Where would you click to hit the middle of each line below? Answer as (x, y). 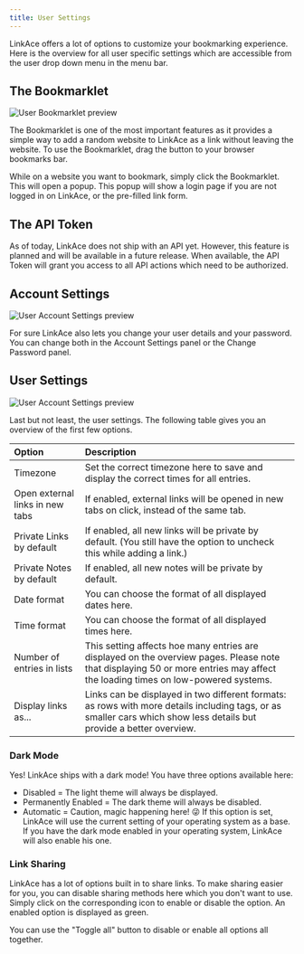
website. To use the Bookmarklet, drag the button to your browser (132, 149)
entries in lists (43, 668)
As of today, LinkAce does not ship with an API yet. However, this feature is (149, 246)
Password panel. (41, 353)
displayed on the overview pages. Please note (182, 656)
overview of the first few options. (71, 430)
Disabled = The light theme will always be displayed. (120, 793)
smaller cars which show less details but (171, 717)
